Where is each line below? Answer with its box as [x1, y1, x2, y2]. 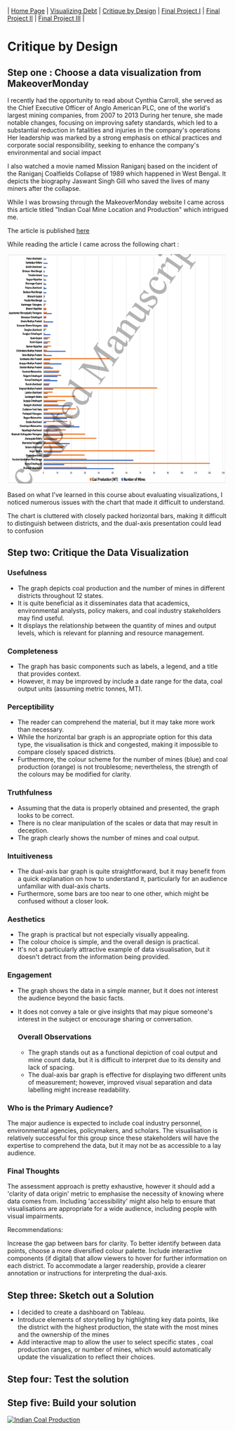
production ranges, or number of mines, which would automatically [17, 1345, 212, 1354]
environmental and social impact [7, 148, 102, 157]
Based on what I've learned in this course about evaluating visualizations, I [7, 491, 223, 499]
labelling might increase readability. [27, 1085, 131, 1094]
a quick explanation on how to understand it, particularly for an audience [17, 874, 228, 882]
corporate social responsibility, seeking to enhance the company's [7, 141, 200, 149]
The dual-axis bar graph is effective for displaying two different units [27, 1071, 227, 1079]
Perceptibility [7, 702, 55, 712]
